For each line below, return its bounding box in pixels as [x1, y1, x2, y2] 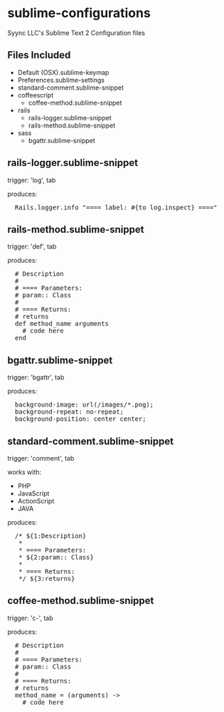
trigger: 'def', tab [7, 242, 57, 251]
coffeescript [17, 90, 54, 99]
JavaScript [17, 489, 50, 498]
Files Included [7, 49, 71, 61]
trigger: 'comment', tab [7, 454, 75, 462]
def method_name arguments [14, 320, 109, 328]
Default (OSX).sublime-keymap [17, 68, 110, 76]
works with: [7, 468, 41, 476]
